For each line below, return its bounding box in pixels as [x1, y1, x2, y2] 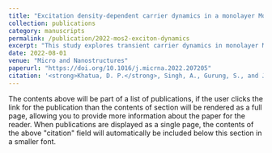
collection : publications [8, 19, 96, 27]
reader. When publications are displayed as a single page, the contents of [8, 119, 254, 129]
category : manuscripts [8, 27, 85, 35]
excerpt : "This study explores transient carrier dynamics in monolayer [8, 42, 259, 50]
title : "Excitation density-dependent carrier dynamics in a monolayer [8, 11, 255, 20]
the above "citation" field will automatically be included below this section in [8, 128, 262, 138]
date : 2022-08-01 [8, 49, 67, 57]
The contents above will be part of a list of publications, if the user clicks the [8, 93, 263, 103]
